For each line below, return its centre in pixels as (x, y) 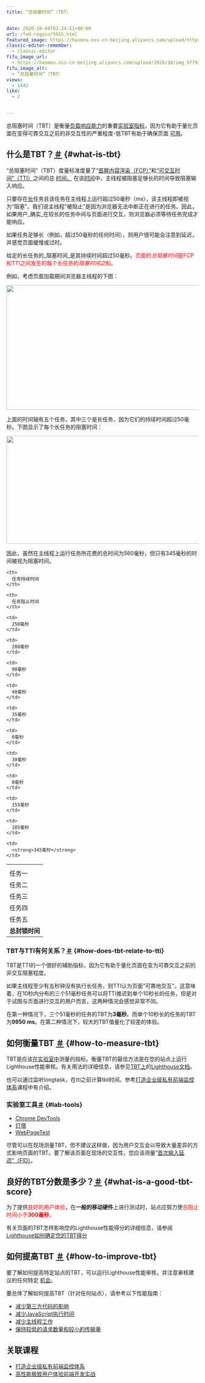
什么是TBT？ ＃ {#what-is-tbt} (64, 155)
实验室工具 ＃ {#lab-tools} (45, 1104)
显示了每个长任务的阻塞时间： (65, 427)
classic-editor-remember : (39, 46)
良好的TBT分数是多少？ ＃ (54, 1182)
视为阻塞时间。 (36, 560)
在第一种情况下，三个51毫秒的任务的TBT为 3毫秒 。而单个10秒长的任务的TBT (101, 1014)
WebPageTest (33, 1132)
